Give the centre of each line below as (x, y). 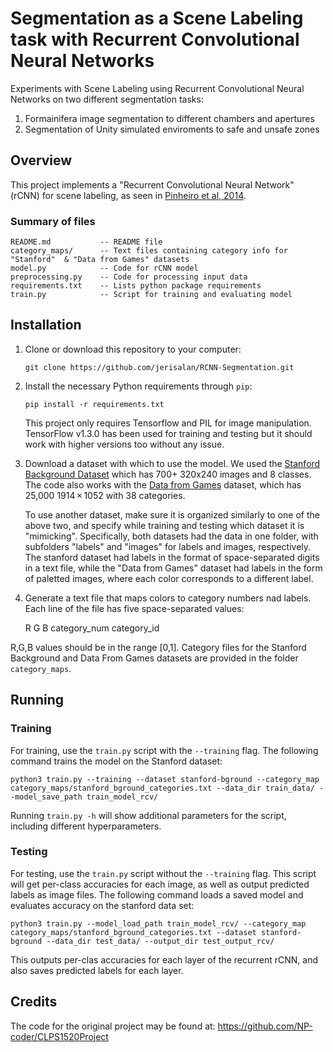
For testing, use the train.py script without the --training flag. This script (163, 873)
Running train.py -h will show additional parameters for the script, (148, 815)
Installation (46, 325)
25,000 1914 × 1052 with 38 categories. (105, 495)
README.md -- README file (86, 242)
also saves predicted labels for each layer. (97, 970)
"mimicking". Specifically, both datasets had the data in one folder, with (171, 536)
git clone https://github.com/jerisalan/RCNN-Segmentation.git (159, 367)
